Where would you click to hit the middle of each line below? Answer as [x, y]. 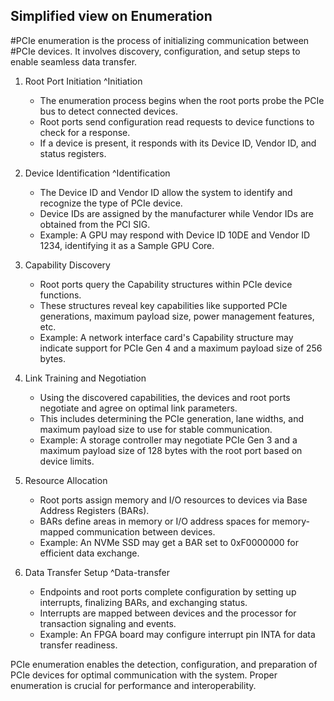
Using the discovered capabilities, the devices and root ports [165, 397]
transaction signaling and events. [108, 623]
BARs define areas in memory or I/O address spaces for [154, 521]
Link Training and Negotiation [85, 378]
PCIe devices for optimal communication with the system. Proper [144, 675]
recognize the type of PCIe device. [111, 203]
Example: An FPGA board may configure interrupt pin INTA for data [177, 634]
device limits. [67, 461]
